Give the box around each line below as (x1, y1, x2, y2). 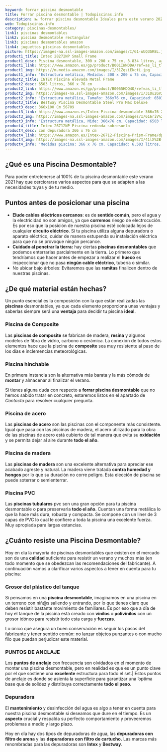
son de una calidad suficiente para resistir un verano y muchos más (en (5, 555, 153, 561)
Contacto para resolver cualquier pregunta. (5, 398, 94, 404)
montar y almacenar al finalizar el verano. (5, 377, 91, 383)
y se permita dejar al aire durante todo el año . (5, 437, 99, 443)
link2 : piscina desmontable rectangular (5, 35, 90, 40)
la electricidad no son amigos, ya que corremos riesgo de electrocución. (12, 217, 162, 223)
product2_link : (5, 86, 37, 91)
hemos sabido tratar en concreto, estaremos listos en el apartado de (5, 392, 146, 398)
